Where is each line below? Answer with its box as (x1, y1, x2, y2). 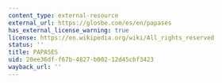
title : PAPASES (8, 48, 59, 56)
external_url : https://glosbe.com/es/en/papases (8, 19, 172, 27)
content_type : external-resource (8, 11, 119, 20)
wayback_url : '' (8, 63, 62, 71)
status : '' (8, 41, 44, 49)
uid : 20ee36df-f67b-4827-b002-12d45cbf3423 (8, 56, 155, 64)
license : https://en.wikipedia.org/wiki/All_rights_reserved (8, 33, 215, 42)
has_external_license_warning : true (8, 26, 129, 34)
